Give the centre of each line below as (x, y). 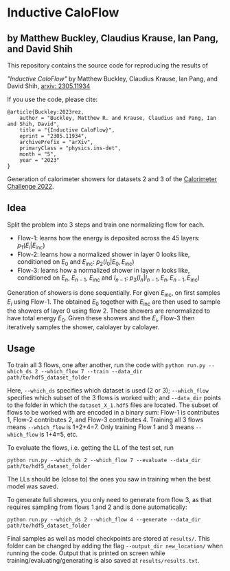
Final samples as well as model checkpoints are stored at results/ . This (109, 539)
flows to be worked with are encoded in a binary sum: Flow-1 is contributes (113, 413)
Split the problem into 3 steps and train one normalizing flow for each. (106, 225)
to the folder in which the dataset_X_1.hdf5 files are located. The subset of (113, 405)
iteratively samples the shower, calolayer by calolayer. (83, 327)
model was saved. (33, 486)
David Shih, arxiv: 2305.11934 (49, 86)
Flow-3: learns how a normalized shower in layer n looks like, (103, 271)
